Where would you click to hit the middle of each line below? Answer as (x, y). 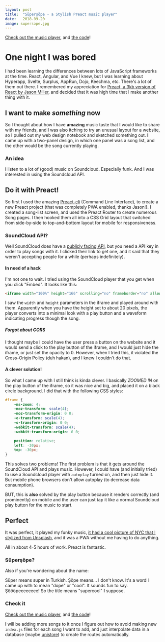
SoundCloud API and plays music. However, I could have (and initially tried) (81, 469)
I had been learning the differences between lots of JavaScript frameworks (81, 71)
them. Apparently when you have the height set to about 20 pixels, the (76, 308)
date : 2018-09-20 (25, 19)
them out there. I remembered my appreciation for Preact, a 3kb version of (81, 87)
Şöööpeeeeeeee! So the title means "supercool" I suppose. (65, 591)
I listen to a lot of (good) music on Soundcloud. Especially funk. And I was (80, 169)
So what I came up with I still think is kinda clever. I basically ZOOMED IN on (82, 380)
